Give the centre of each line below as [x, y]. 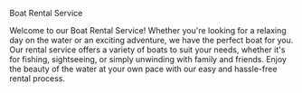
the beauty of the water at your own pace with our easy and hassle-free [143, 69]
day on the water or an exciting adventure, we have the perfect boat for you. [151, 40]
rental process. [38, 79]
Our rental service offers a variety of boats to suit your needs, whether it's [147, 50]
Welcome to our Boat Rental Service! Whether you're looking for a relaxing [148, 30]
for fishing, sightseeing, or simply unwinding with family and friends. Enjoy [148, 59]
